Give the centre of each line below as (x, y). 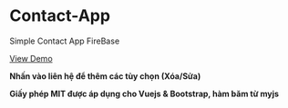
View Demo (31, 58)
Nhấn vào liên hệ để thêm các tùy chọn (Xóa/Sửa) (105, 76)
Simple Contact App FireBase (65, 41)
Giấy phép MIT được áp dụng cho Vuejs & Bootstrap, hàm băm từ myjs (144, 93)
